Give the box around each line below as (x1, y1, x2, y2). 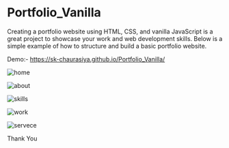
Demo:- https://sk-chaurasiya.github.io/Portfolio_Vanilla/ (7, 55, 165, 63)
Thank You (7, 134, 38, 143)
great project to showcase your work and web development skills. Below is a (7, 34, 223, 42)
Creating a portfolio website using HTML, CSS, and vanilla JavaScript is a (7, 27, 213, 35)
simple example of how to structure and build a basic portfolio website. (7, 42, 207, 50)
